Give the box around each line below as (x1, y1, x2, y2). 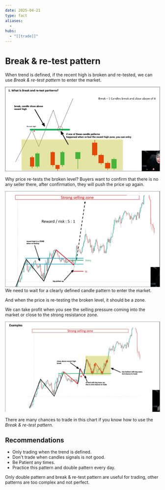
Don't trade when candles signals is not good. (12, 454, 106, 460)
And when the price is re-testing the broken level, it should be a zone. (5, 297, 146, 303)
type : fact (5, 13, 27, 18)
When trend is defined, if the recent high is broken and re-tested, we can (5, 72, 153, 78)
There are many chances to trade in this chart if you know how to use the (5, 416, 153, 422)
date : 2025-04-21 (5, 8, 41, 13)
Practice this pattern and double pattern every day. (12, 464, 115, 471)
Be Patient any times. (12, 460, 55, 465)
